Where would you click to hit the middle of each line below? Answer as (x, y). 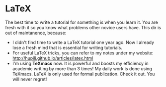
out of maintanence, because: (36, 33)
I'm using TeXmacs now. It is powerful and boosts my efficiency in (81, 63)
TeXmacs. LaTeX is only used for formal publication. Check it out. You (83, 74)
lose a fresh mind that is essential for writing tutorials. (67, 47)
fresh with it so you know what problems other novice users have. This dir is (83, 27)
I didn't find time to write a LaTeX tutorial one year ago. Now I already (83, 42)
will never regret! (30, 79)
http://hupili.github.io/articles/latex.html (53, 58)
